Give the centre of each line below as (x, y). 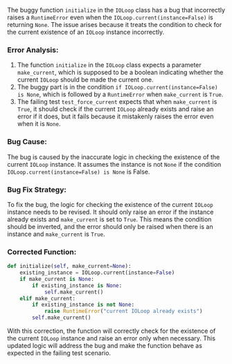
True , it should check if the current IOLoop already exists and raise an (115, 109)
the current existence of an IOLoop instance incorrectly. (86, 32)
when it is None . (39, 124)
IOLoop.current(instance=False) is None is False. (79, 172)
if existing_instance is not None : (83, 305)
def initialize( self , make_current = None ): (69, 266)
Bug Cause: (27, 142)
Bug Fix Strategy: (37, 190)
